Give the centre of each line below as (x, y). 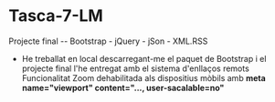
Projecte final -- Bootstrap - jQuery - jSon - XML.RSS (108, 41)
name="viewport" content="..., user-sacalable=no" (123, 87)
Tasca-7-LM (56, 16)
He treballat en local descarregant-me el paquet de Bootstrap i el (144, 58)
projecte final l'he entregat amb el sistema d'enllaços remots (136, 68)
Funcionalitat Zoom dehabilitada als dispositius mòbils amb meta (143, 77)
